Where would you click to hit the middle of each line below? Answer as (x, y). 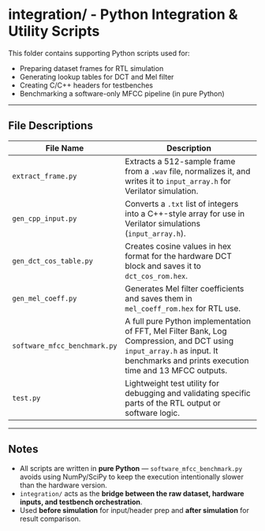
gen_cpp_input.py (45, 218)
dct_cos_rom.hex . (156, 275)
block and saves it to (163, 266)
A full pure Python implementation (188, 321)
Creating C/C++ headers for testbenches (86, 85)
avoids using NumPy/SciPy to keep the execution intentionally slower (132, 477)
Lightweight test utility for (172, 383)
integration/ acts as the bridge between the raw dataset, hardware (132, 493)
